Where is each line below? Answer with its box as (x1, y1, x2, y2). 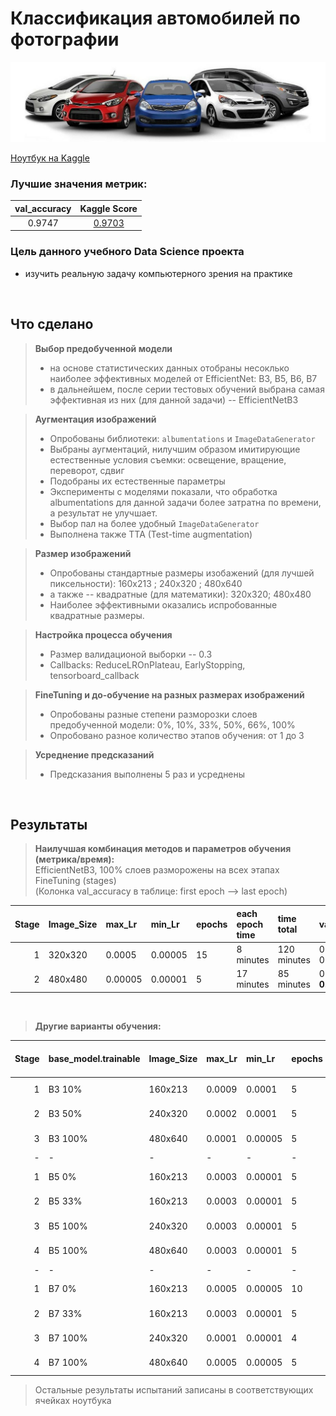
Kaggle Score (79, 202, 138, 214)
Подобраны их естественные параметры (49, 475, 226, 487)
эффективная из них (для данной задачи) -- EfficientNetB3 (49, 393, 299, 406)
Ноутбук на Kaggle (10, 152, 90, 164)
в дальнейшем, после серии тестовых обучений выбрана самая (49, 383, 325, 395)
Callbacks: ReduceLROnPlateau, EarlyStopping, (49, 658, 246, 671)
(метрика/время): (34, 853, 115, 866)
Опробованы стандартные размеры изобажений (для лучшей (49, 567, 315, 579)
